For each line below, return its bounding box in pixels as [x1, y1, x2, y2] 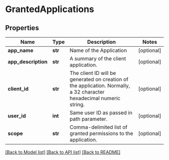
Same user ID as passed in [69, 109, 132, 116]
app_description [8, 58, 48, 65]
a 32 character [69, 89, 105, 95]
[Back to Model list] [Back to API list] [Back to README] [5, 149, 121, 155]
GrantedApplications [5, 4, 95, 15]
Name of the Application [69, 47, 127, 54]
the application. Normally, [69, 82, 130, 89]
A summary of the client [69, 55, 126, 62]
